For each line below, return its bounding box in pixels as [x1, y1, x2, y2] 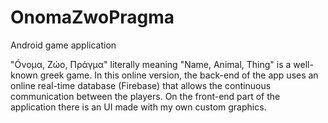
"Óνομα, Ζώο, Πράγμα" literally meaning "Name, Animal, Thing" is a [10, 58, 292, 70]
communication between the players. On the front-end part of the [10, 90, 281, 102]
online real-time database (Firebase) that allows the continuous [10, 79, 272, 91]
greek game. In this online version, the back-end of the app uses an [39, 69, 319, 81]
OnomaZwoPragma [10, 6, 175, 29]
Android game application [10, 39, 117, 51]
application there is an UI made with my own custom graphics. [10, 101, 267, 113]
